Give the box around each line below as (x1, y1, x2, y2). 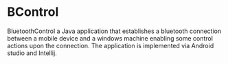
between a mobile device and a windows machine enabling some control (7, 34, 213, 42)
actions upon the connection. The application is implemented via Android (7, 41, 214, 50)
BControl (7, 4, 59, 20)
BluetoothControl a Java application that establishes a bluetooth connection (7, 27, 222, 35)
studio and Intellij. (7, 49, 57, 57)
